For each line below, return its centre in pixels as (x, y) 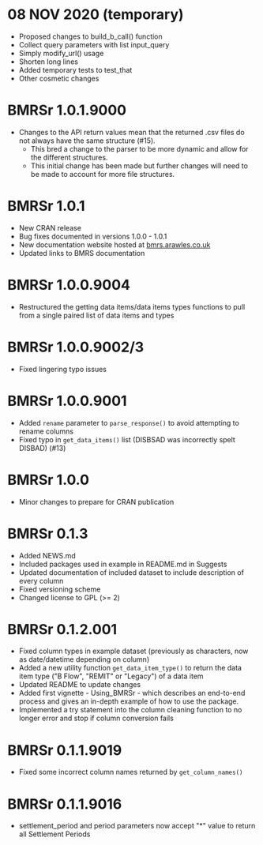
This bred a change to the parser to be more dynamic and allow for (139, 148)
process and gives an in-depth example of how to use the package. (129, 701)
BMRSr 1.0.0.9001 (67, 401)
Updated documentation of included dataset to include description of (131, 572)
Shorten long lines (48, 62)
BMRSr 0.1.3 (48, 533)
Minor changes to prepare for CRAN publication (96, 501)
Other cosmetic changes (59, 78)
